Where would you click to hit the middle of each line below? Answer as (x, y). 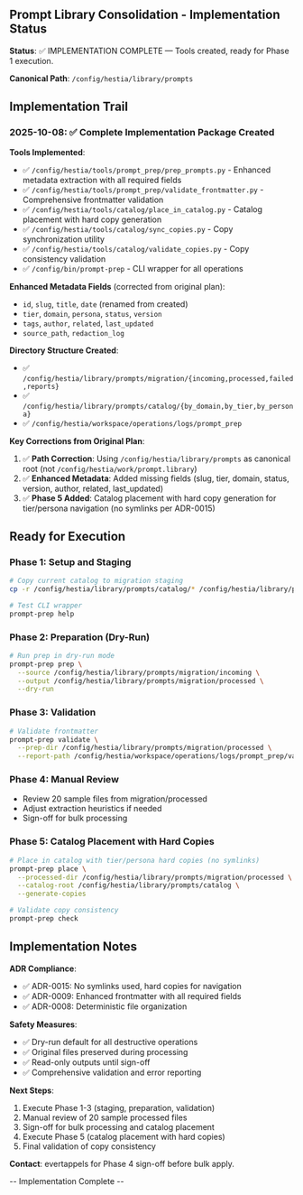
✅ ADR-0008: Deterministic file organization (105, 1006)
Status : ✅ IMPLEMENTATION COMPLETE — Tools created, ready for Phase (150, 51)
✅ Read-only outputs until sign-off (86, 1062)
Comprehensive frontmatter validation (93, 199)
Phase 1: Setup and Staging (70, 561)
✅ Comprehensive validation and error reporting (112, 1072)
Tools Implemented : (47, 152)
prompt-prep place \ (48, 869)
